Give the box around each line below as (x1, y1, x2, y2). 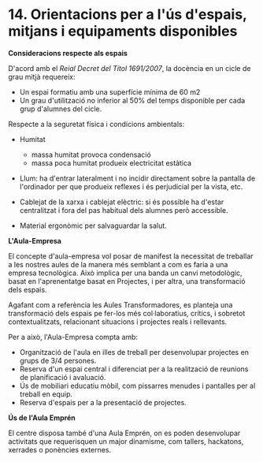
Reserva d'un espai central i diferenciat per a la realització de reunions (19, 364, 249, 374)
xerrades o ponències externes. (8, 445, 112, 454)
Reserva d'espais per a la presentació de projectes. (19, 397, 187, 407)
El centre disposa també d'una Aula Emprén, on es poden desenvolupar (8, 428, 241, 438)
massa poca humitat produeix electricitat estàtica (31, 158, 191, 167)
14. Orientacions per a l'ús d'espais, (8, 6, 247, 24)
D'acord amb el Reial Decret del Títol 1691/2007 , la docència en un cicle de (8, 63, 251, 73)
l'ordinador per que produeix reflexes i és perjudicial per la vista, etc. (19, 181, 243, 191)
